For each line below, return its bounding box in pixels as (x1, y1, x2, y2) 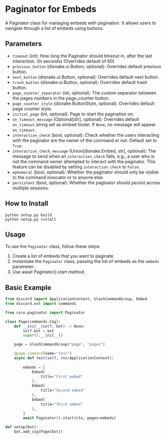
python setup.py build (5, 212, 52, 217)
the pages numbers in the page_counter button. (12, 95, 110, 101)
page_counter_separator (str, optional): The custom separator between (12, 89, 157, 95)
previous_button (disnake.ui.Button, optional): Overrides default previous (12, 63, 162, 69)
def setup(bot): (5, 425, 39, 430)
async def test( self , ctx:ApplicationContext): (14, 355, 114, 361)
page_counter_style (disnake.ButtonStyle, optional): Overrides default (12, 100, 155, 106)
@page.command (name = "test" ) (14, 351, 72, 356)
